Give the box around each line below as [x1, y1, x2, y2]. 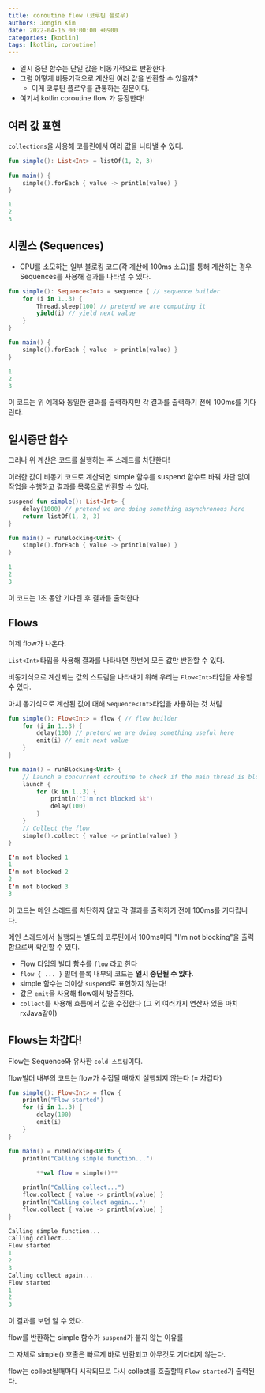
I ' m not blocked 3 [8, 883, 69, 891]
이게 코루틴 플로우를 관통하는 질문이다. [31, 84, 150, 93]
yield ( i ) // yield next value [36, 309, 136, 317]
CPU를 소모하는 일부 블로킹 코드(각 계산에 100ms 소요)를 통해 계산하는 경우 [19, 262, 252, 271]
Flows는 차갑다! [8, 1034, 83, 1047]
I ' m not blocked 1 [8, 854, 69, 861]
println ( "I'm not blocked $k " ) [50, 795, 154, 803]
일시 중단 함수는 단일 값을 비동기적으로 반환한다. [19, 64, 167, 74]
